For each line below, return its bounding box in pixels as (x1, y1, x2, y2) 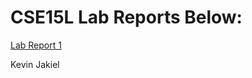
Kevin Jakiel (10, 58, 60, 70)
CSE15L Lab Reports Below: (10, 6, 243, 29)
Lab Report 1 (10, 39, 62, 51)
